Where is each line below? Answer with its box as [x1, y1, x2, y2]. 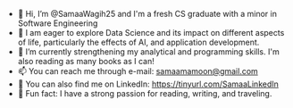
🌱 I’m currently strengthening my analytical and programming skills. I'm [17, 46, 280, 57]
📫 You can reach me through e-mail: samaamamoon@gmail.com [17, 66, 259, 76]
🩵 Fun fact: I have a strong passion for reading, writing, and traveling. [17, 88, 272, 98]
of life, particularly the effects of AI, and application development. [17, 37, 260, 47]
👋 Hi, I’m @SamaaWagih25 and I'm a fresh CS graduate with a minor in [17, 9, 277, 19]
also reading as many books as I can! [17, 56, 155, 66]
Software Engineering [17, 18, 98, 29]
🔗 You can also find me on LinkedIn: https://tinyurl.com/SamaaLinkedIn [17, 79, 280, 89]
